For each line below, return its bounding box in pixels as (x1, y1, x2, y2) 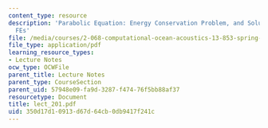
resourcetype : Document (8, 93, 88, 101)
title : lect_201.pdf (8, 100, 77, 108)
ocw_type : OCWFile (8, 64, 69, 72)
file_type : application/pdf (8, 41, 102, 49)
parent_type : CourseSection (8, 78, 102, 86)
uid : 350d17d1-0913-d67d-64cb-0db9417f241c (8, 108, 156, 116)
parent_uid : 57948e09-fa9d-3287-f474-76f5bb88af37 (8, 85, 180, 94)
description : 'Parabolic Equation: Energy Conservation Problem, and (8, 19, 245, 27)
